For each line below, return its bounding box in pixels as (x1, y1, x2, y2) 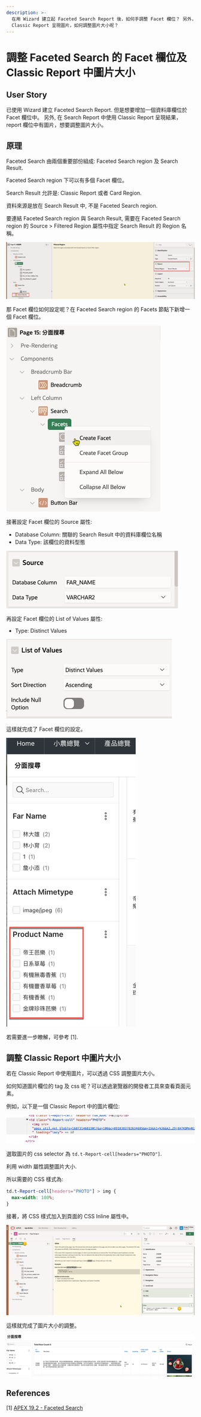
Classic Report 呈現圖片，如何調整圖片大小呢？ (11, 22, 119, 28)
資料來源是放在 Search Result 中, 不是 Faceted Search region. (6, 202, 158, 210)
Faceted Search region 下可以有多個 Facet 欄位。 (6, 177, 127, 184)
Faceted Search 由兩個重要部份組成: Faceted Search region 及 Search (6, 157, 178, 165)
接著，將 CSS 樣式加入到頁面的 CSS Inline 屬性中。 (6, 1213, 132, 1220)
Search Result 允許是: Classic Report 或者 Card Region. (6, 189, 142, 197)
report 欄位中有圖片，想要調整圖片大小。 (6, 122, 107, 129)
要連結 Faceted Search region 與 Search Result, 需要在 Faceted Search (6, 215, 181, 222)
